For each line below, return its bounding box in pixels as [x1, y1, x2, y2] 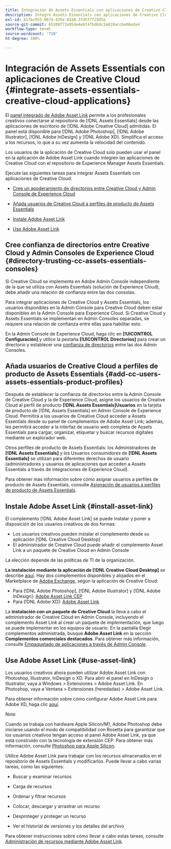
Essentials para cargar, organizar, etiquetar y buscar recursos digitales [5, 429, 154, 435]
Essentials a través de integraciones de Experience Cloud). [5, 466, 129, 473]
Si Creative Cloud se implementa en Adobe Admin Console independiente [5, 278, 160, 284]
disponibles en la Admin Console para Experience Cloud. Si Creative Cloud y [5, 310, 166, 316]
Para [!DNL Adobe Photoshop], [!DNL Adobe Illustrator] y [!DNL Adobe [12, 588, 161, 594]
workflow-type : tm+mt [5, 27, 51, 32]
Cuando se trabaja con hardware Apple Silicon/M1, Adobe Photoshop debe [5, 721, 162, 727]
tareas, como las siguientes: [5, 764, 65, 770]
